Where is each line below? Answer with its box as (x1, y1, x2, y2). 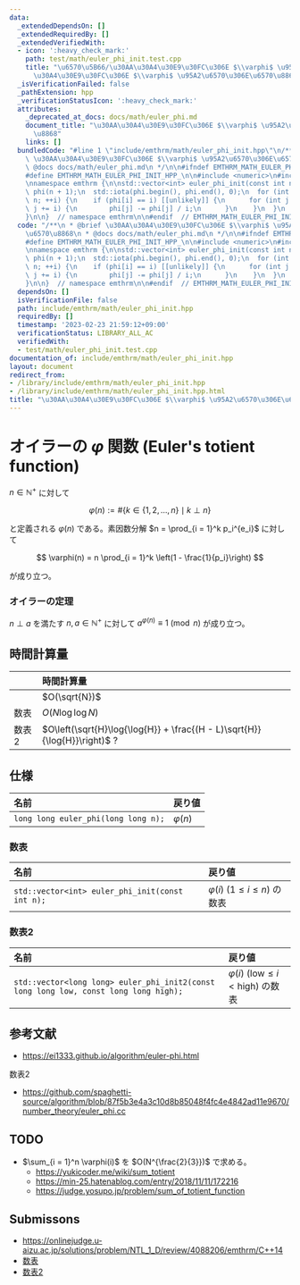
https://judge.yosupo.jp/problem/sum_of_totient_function (35, 1186, 246, 1197)
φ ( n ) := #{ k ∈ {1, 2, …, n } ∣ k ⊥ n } (88, 505, 212, 516)
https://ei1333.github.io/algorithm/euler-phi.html (21, 1051, 199, 1062)
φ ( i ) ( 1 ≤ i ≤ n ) (208, 884, 271, 896)
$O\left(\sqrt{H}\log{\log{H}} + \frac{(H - (41, 723, 214, 735)
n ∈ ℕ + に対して (9, 485, 70, 498)
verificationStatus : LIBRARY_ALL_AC (17, 329, 154, 338)
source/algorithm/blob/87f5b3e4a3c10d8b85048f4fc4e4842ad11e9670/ (21, 1096, 290, 1107)
